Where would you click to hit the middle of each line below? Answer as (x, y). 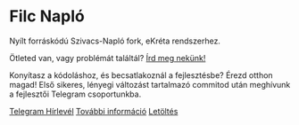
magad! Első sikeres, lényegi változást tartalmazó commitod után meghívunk (150, 84)
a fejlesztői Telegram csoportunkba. (75, 94)
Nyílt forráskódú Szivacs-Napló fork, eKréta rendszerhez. (115, 41)
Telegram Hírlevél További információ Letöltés (94, 111)
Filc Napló (47, 16)
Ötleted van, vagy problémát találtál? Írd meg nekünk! (108, 58)
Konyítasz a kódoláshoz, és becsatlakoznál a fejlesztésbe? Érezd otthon (141, 75)
